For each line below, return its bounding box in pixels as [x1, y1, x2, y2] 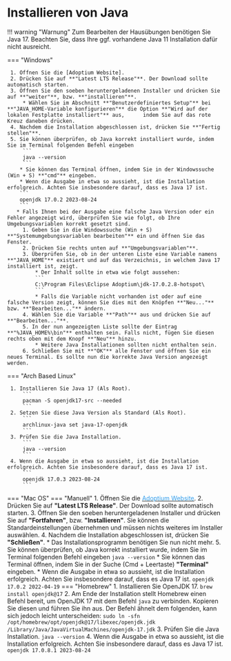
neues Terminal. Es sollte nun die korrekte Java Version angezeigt [7, 353, 208, 360]
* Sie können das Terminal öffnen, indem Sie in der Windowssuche [19, 166, 214, 173]
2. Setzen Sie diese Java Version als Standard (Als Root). [10, 409, 187, 416]
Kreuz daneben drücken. [7, 118, 76, 124]
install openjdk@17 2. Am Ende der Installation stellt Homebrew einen [7, 589, 207, 597]
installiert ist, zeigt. [7, 263, 79, 270]
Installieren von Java [7, 5, 129, 21]
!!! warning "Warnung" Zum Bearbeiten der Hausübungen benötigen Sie [7, 28, 212, 36]
